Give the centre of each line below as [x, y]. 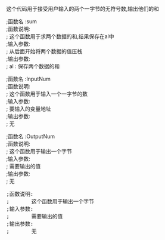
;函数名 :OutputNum [31, 136]
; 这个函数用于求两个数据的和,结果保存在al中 [60, 36]
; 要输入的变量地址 [29, 109]
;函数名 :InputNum [28, 79]
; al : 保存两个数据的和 [33, 66]
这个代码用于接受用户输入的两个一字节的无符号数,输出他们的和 [83, 9]
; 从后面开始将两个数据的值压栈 [44, 51]
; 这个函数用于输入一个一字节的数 [47, 94]
